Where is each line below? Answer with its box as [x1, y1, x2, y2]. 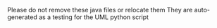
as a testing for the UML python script [38, 13, 149, 21]
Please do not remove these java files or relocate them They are [7, 6, 193, 14]
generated [7, 13, 37, 21]
